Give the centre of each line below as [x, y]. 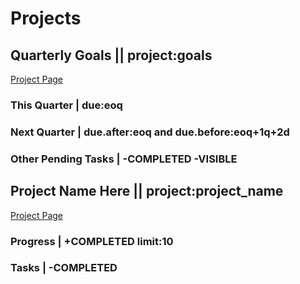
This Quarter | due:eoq [66, 105]
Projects [46, 18]
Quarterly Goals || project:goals [111, 55]
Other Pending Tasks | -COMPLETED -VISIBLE [124, 159]
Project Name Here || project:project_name [147, 191]
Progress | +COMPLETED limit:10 [92, 241]
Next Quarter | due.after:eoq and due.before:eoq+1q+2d [150, 132]
